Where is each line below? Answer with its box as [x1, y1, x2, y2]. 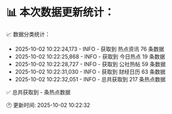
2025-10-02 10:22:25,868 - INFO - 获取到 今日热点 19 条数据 [14, 53, 165, 60]
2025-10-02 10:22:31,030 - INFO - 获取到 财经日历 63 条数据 [14, 68, 166, 75]
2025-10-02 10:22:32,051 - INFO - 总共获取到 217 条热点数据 [14, 75, 166, 82]
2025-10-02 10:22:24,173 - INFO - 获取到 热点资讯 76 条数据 [14, 45, 165, 52]
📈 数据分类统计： [6, 30, 50, 38]
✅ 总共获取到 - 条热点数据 [6, 89, 71, 96]
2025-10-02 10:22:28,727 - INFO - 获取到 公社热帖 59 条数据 [14, 60, 166, 67]
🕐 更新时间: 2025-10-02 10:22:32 [6, 101, 91, 109]
